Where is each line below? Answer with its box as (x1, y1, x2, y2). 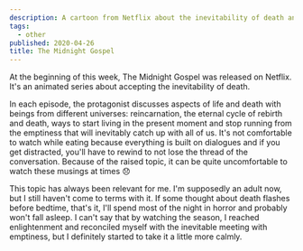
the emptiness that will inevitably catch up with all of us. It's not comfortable (9, 127, 293, 138)
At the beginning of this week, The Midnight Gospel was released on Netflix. (9, 71, 292, 82)
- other (17, 30, 47, 39)
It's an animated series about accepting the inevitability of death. (9, 81, 251, 92)
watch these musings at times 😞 (9, 166, 131, 177)
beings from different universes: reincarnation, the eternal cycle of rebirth (9, 108, 283, 119)
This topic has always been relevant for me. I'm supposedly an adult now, (9, 183, 282, 194)
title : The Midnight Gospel (9, 47, 115, 56)
